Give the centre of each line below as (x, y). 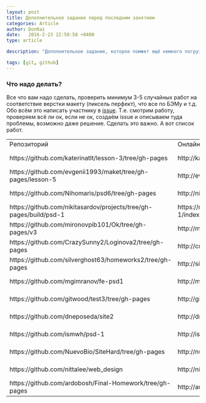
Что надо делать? (34, 84)
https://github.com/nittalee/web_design (66, 369)
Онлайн (189, 145)
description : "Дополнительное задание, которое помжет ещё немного (94, 52)
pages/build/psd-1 (37, 215)
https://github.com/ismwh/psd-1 (57, 334)
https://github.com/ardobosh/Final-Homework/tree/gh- (90, 383)
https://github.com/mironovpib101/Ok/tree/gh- (78, 225)
